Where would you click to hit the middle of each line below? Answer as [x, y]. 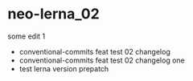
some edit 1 [27, 36]
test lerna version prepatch [64, 68]
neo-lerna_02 [53, 14]
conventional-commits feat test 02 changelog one [102, 60]
